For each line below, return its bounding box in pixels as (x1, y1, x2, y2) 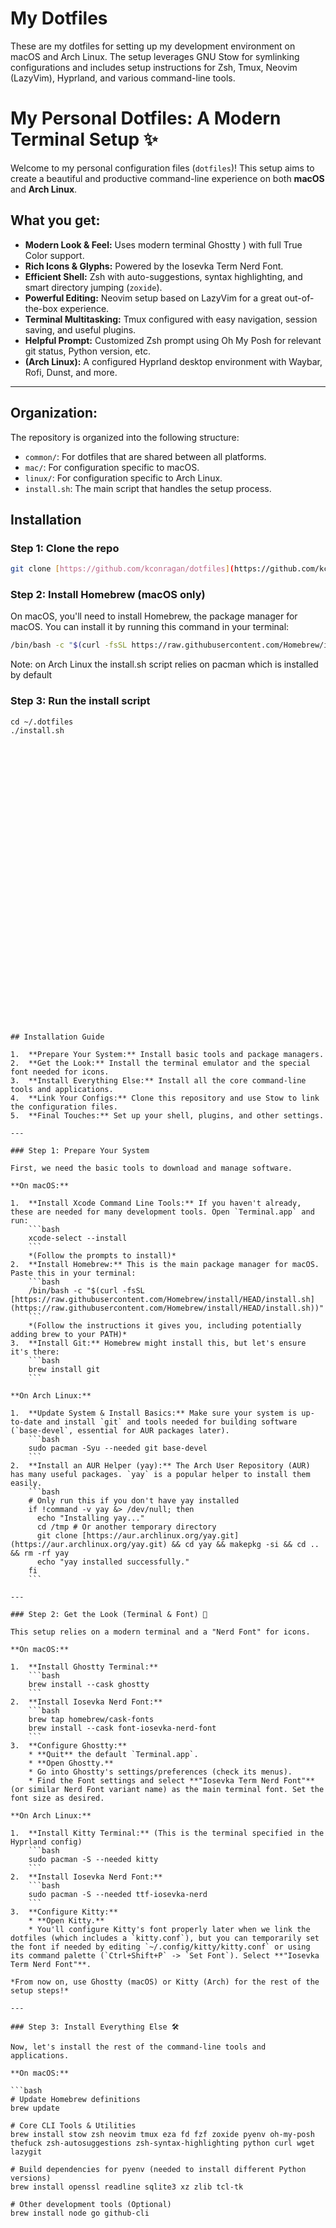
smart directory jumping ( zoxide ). (24, 281, 163, 293)
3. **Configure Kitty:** (10, 1907, 118, 1917)
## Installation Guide (10, 1032, 105, 1042)
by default (10, 669, 53, 681)
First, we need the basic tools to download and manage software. (10, 1163, 293, 1173)
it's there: (10, 1347, 60, 1357)
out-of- (284, 292, 315, 304)
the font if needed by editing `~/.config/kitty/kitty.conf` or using (10, 1942, 311, 1952)
